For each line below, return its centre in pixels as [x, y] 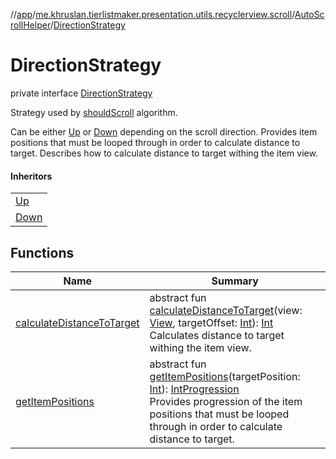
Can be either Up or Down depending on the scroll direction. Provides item [164, 131]
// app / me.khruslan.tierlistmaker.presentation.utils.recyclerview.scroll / [152, 14]
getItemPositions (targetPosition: [225, 376]
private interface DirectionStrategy [81, 93]
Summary [235, 281]
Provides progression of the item [226, 401]
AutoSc [309, 14]
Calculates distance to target [217, 335]
